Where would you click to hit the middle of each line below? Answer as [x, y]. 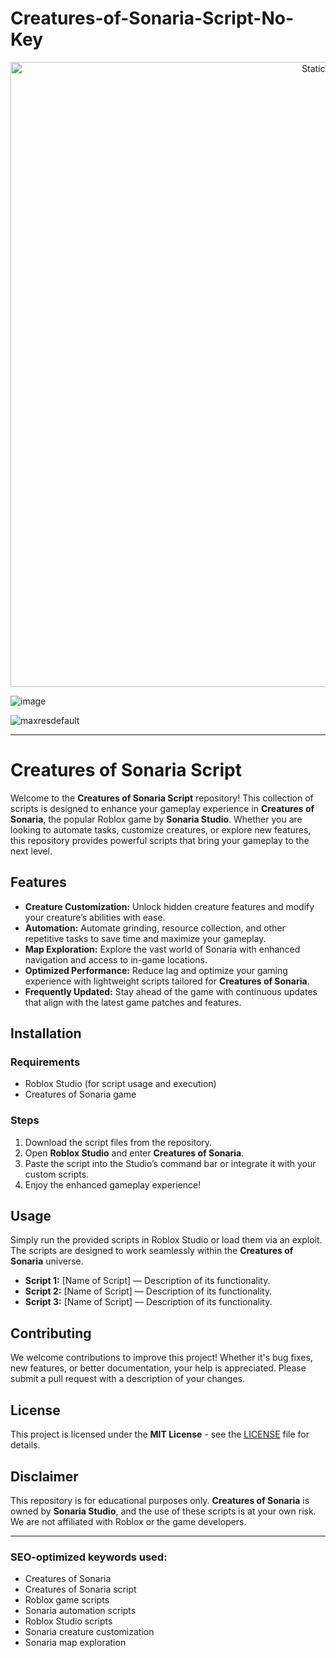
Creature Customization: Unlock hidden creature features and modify [169, 906]
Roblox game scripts [67, 1600]
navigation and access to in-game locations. [116, 959]
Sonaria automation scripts [80, 1611]
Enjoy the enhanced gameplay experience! [113, 1184]
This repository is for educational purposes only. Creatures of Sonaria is [160, 1500]
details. [25, 1445]
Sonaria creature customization [89, 1632]
